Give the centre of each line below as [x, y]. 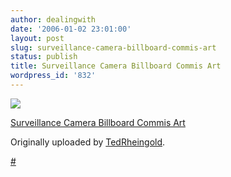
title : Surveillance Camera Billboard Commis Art [116, 66]
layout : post [37, 38]
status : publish [44, 57]
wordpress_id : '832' [53, 76]
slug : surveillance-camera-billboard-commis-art [113, 47]
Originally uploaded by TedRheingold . [88, 142]
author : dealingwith [53, 19]
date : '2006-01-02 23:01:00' [71, 29]
